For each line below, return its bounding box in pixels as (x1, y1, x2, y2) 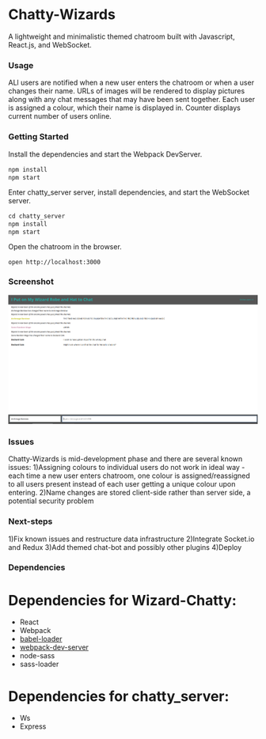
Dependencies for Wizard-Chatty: (8, 591, 237, 609)
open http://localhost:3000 (8, 258, 101, 266)
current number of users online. (8, 112, 112, 121)
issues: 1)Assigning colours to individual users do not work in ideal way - (8, 463, 245, 472)
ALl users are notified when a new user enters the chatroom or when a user (8, 78, 255, 88)
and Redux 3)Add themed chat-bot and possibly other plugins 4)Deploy (8, 542, 242, 551)
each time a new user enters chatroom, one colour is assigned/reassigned (8, 471, 251, 480)
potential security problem (8, 496, 94, 506)
